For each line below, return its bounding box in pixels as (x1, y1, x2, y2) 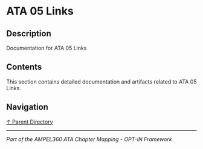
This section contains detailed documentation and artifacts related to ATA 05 (6, 78, 197, 85)
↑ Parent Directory (6, 118, 53, 125)
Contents (6, 62, 42, 72)
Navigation (6, 102, 48, 113)
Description (6, 28, 51, 39)
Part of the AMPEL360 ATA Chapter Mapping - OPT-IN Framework (6, 135, 172, 143)
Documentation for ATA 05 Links (6, 44, 87, 51)
